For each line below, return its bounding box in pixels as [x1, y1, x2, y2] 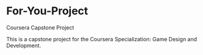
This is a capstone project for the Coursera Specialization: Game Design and [6, 35, 198, 42]
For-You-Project [6, 4, 88, 18]
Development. [6, 42, 41, 49]
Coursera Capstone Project [6, 24, 75, 31]
